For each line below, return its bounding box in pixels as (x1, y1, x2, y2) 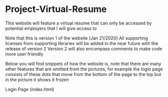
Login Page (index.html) (5, 86, 55, 92)
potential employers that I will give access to (5, 25, 97, 31)
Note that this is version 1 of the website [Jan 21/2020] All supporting (5, 35, 148, 41)
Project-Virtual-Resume (5, 3, 107, 15)
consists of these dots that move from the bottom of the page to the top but (5, 71, 161, 77)
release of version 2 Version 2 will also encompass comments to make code (5, 45, 162, 51)
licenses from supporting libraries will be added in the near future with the (5, 40, 158, 46)
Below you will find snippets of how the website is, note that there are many (5, 60, 161, 66)
